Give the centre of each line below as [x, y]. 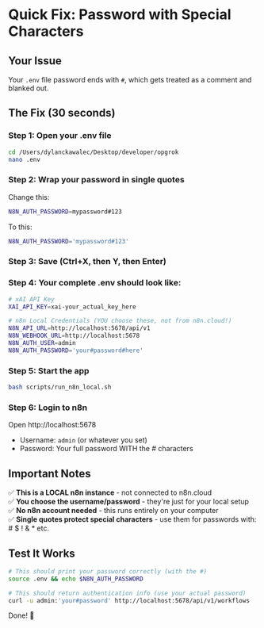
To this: [20, 227]
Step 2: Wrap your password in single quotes [96, 180]
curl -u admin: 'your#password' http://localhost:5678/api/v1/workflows [129, 600]
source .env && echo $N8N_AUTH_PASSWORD [76, 579]
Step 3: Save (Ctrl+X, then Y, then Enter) [87, 262]
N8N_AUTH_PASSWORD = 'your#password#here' [76, 350]
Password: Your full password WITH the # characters [106, 449]
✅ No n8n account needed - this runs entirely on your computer [114, 511]
